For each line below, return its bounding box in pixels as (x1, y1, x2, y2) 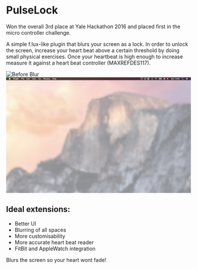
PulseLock (6, 4, 59, 17)
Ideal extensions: (6, 204, 70, 214)
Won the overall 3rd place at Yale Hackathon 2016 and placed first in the (6, 23, 181, 30)
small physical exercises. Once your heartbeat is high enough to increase (6, 53, 184, 60)
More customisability (14, 233, 66, 240)
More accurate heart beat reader (14, 238, 94, 246)
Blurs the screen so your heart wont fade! (6, 256, 107, 263)
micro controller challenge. (6, 29, 71, 36)
